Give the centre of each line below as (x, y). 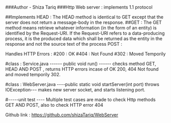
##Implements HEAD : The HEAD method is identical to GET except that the (84, 17)
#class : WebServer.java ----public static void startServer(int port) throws (82, 84)
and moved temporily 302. (33, 75)
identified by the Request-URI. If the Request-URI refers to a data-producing (85, 33)
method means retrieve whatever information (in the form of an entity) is (81, 28)
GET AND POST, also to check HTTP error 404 (54, 105)
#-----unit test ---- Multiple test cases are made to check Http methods (81, 100)
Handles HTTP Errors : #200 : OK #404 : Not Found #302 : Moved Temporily (85, 54)
